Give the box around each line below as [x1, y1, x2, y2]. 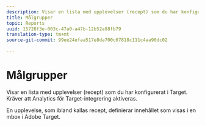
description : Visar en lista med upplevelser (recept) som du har [6, 8, 179, 15]
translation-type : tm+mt [6, 31, 70, 38]
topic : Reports [6, 20, 45, 26]
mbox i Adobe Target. [6, 113, 61, 120]
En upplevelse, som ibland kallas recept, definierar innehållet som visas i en [6, 107, 196, 114]
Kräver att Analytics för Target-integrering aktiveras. [6, 94, 138, 102]
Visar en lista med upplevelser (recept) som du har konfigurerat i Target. [6, 88, 188, 96]
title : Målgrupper [6, 15, 53, 21]
